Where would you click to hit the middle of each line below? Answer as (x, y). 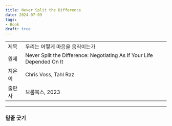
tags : (11, 19)
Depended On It (44, 62)
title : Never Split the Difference (43, 10)
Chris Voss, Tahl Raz (50, 75)
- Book (12, 24)
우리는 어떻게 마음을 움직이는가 (60, 47)
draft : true (18, 29)
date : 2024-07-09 (24, 15)
